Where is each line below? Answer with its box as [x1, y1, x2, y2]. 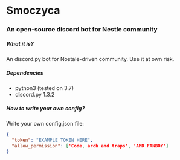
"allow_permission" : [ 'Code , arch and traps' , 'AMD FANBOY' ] [11, 142, 169, 149]
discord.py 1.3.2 [14, 91, 55, 98]
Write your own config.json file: [6, 120, 85, 127]
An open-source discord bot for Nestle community [6, 25, 158, 34]
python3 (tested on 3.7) [14, 85, 74, 92]
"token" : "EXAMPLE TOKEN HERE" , [11, 137, 94, 143]
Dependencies [6, 69, 44, 76]
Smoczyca [6, 4, 60, 18]
